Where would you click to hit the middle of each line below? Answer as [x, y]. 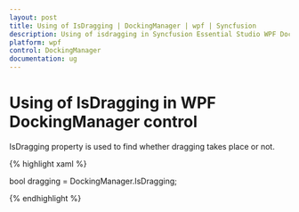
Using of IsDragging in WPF [113, 103]
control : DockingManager [55, 51]
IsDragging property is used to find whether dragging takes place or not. [142, 146]
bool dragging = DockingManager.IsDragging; [93, 181]
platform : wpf [36, 42]
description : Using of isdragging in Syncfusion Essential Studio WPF [143, 34]
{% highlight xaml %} [48, 163]
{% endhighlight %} [45, 198]
